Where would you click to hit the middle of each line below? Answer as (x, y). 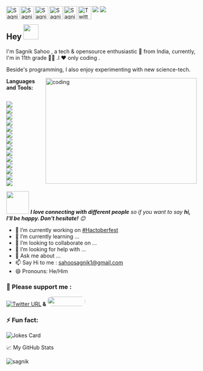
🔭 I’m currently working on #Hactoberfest (66, 230)
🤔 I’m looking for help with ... (50, 249)
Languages (21, 81)
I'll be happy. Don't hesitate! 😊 (46, 218)
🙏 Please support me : (39, 286)
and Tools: (20, 88)
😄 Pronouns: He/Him (41, 271)
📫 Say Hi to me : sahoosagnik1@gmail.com (69, 262)
